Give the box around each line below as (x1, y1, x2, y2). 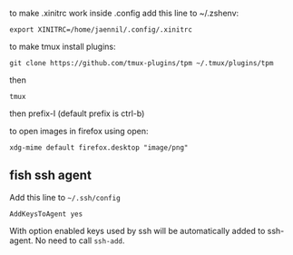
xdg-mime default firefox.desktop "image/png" (9, 143, 189, 152)
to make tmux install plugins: (9, 41, 116, 52)
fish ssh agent (9, 168, 93, 183)
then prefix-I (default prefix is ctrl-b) (9, 108, 145, 119)
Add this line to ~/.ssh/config (9, 191, 121, 202)
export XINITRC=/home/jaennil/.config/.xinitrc (9, 25, 193, 34)
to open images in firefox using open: (9, 126, 149, 136)
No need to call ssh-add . (34, 235, 125, 246)
